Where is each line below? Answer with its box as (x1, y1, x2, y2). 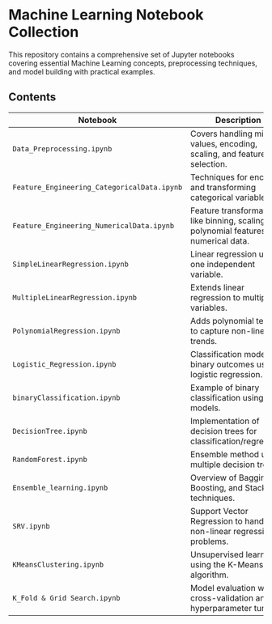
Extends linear (189, 282, 245, 293)
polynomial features (189, 225, 266, 236)
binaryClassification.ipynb (12, 393, 121, 402)
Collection (8, 23, 79, 41)
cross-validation (189, 592, 253, 604)
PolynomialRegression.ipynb (12, 326, 121, 335)
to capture (189, 325, 230, 337)
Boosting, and (189, 482, 243, 493)
